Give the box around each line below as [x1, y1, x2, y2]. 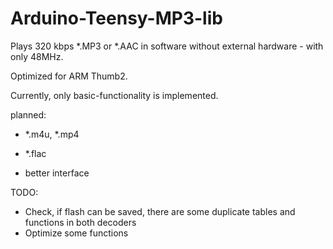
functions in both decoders [24, 216, 137, 228]
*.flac [24, 147, 47, 159]
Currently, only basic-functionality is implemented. [10, 89, 219, 101]
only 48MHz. [10, 50, 64, 62]
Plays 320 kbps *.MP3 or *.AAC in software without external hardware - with [10, 40, 324, 52]
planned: [10, 108, 47, 121]
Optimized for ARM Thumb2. [10, 70, 128, 82]
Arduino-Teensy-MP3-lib [10, 7, 223, 30]
